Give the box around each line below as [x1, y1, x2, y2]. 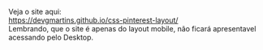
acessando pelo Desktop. [8, 32, 94, 42]
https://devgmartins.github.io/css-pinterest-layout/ [8, 15, 179, 25]
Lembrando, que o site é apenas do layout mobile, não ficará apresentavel [8, 24, 257, 33]
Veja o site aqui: [8, 7, 63, 16]
